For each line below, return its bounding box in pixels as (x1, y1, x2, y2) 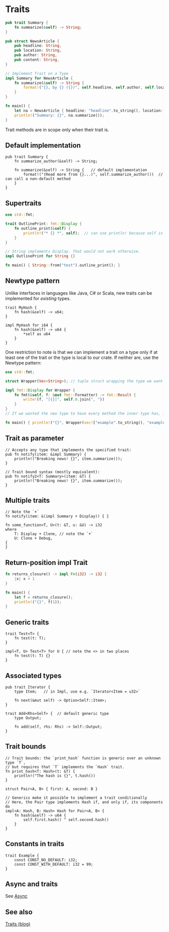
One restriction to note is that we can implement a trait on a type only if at (5, 349, 158, 355)
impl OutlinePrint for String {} (5, 254, 75, 259)
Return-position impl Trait (5, 558, 88, 567)
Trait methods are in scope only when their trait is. (5, 127, 110, 133)
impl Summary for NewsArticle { (5, 75, 73, 81)
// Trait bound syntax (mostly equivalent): (5, 469, 100, 475)
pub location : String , (14, 48, 62, 53)
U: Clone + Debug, (14, 536, 53, 541)
